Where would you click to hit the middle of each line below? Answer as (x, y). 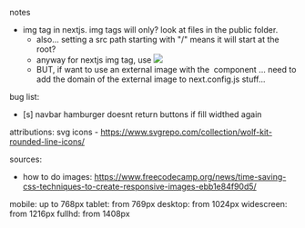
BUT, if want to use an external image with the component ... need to (166, 69)
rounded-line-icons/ (47, 142)
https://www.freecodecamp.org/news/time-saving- (190, 177)
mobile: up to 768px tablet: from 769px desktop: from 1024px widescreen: (148, 204)
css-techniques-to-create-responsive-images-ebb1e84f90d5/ (139, 186)
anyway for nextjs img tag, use (94, 60)
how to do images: (57, 177)
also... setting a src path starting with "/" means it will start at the (158, 40)
